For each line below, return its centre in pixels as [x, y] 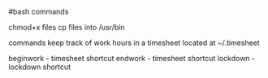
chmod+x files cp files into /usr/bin [67, 27]
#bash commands [39, 12]
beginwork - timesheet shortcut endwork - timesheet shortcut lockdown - [132, 58]
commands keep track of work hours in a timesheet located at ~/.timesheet [134, 43]
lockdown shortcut [40, 67]
